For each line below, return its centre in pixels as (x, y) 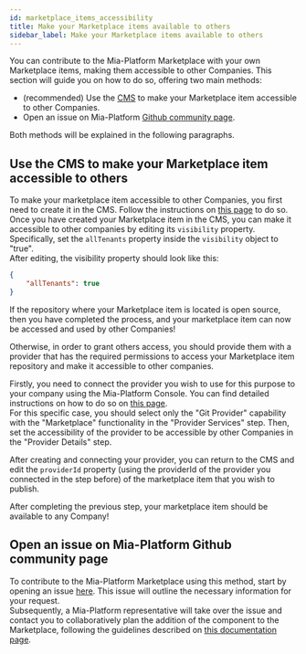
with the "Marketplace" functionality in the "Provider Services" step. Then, (149, 422)
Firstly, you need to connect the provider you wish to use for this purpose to (152, 384)
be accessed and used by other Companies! (93, 329)
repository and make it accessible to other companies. (112, 365)
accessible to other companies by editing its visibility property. (132, 229)
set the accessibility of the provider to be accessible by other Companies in (152, 432)
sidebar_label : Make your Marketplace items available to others (136, 35)
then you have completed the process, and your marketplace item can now (150, 319)
